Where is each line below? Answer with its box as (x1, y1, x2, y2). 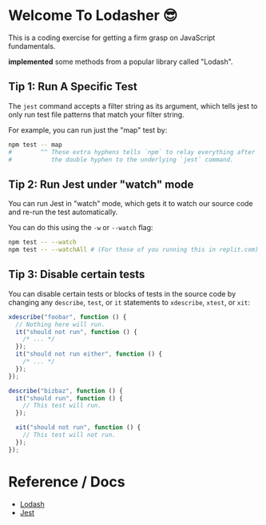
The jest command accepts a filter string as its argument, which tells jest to (8, 101, 258, 110)
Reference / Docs (8, 472, 125, 491)
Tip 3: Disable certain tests (8, 268, 145, 281)
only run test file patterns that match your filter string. (8, 109, 185, 119)
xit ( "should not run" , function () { (15, 424, 141, 432)
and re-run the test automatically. (8, 207, 118, 217)
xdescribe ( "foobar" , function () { (8, 312, 127, 321)
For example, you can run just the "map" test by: (8, 125, 168, 134)
